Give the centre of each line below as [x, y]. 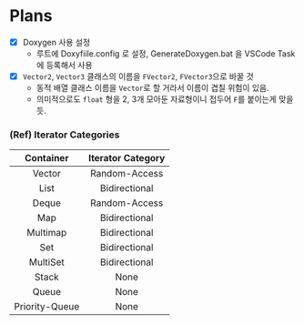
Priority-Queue [47, 307]
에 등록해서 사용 [64, 65]
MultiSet [47, 262]
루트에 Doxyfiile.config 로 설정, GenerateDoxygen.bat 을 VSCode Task [166, 54]
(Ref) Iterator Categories [65, 135]
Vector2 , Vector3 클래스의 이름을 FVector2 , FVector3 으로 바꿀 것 [138, 76]
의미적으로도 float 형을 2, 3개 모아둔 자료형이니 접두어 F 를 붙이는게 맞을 [165, 99]
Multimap [47, 233]
